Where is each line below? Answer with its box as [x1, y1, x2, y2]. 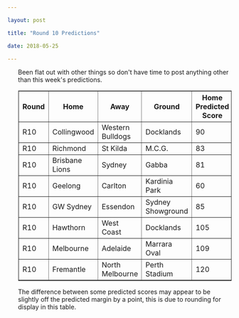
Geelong [52, 181, 81, 191]
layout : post [7, 16, 46, 23]
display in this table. [17, 303, 77, 312]
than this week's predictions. [17, 75, 102, 84]
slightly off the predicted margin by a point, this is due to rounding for [17, 295, 222, 304]
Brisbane [52, 156, 83, 166]
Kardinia [145, 176, 173, 186]
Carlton [101, 181, 127, 191]
